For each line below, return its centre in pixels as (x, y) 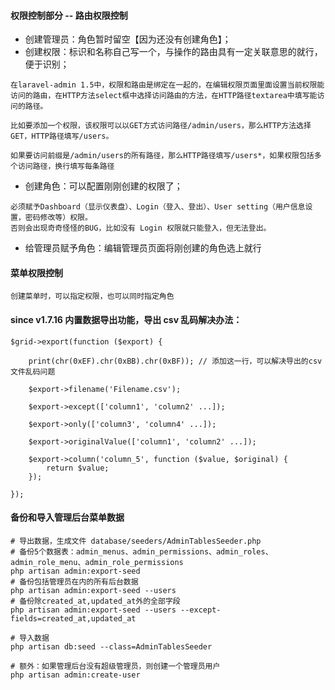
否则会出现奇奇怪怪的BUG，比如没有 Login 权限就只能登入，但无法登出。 (141, 228)
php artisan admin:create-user (75, 675)
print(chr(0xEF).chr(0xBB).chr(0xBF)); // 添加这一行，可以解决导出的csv (175, 361)
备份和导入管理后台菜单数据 (67, 517)
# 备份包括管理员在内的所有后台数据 (74, 581)
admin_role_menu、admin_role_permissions (97, 562)
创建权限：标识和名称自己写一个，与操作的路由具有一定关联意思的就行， (173, 52)
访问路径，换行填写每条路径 (66, 166)
